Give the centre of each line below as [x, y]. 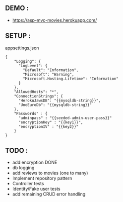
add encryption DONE [35, 162]
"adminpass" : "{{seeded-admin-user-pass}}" [65, 118]
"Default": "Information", [51, 70]
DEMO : [17, 8]
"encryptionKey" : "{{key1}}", [51, 122]
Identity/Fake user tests [36, 189]
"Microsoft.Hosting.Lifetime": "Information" [71, 79]
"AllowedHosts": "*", [36, 92]
